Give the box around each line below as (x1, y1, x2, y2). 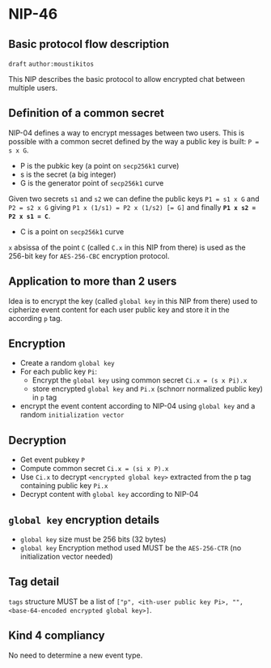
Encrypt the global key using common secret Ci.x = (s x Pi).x (32, 375, 248, 385)
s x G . (8, 145, 29, 155)
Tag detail (8, 575, 60, 589)
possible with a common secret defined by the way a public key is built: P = (8, 136, 260, 146)
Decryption (8, 433, 67, 447)
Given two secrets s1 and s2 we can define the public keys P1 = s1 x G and (8, 194, 260, 203)
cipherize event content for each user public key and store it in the (8, 305, 230, 315)
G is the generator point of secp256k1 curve (19, 178, 164, 187)
